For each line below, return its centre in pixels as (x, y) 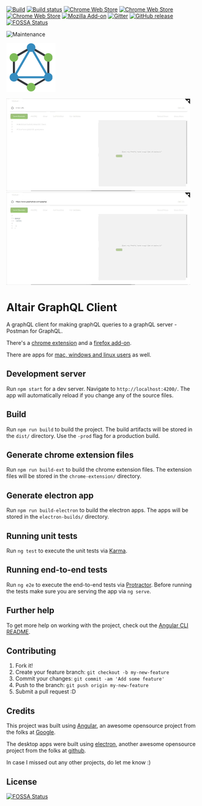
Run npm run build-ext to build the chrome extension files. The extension (99, 470)
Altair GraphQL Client (62, 308)
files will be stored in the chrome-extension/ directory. (74, 476)
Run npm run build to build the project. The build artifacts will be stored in (99, 429)
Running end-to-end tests (57, 570)
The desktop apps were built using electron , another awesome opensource (101, 744)
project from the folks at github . (46, 751)
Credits (21, 711)
